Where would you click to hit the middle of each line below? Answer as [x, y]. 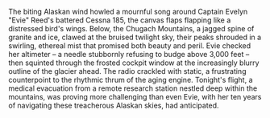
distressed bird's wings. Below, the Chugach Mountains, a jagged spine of [131, 28]
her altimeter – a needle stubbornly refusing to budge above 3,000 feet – [129, 54]
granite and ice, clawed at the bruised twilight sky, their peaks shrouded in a [135, 37]
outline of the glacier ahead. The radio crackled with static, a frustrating [127, 71]
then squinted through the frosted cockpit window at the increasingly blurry [134, 63]
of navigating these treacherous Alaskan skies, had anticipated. [114, 105]
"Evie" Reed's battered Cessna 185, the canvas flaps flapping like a [120, 20]
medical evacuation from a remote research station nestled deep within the [133, 88]
